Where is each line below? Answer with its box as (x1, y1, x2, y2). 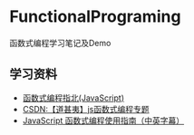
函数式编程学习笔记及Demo (9, 37, 112, 48)
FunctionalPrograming (9, 6, 181, 27)
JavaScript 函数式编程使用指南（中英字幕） (22, 115, 184, 126)
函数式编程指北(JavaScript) (22, 92, 125, 103)
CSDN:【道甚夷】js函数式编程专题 (22, 103, 150, 114)
